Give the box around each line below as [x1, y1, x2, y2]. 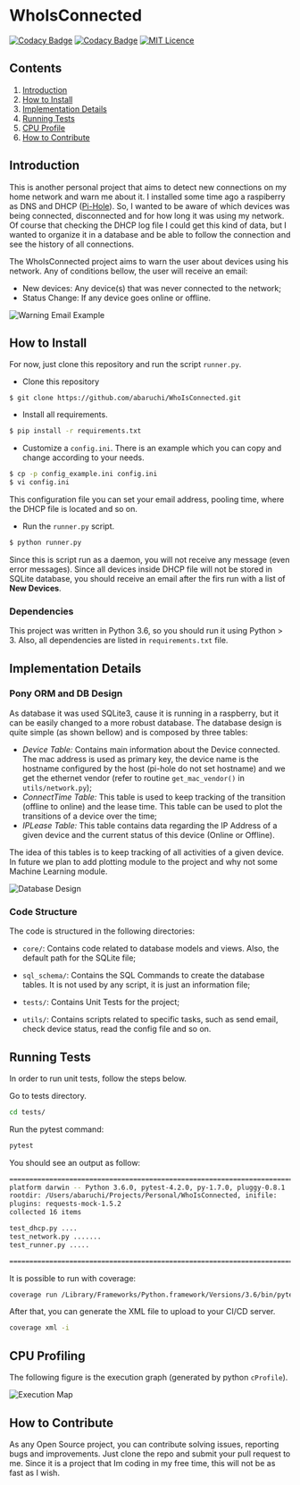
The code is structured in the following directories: [9, 926, 195, 936]
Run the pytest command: [9, 1123, 104, 1135]
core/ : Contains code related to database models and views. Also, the [21, 944, 279, 954]
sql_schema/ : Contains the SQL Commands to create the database [21, 970, 265, 981]
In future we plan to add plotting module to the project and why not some [9, 856, 279, 867]
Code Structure [9, 905, 78, 918]
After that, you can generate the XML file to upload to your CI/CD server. [9, 1306, 276, 1317]
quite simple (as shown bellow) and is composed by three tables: [9, 726, 248, 737]
